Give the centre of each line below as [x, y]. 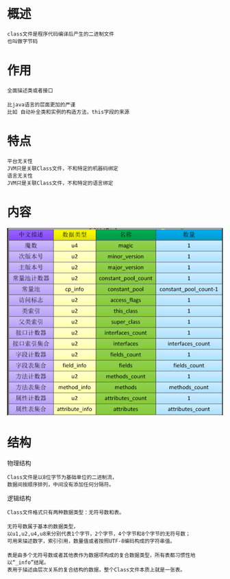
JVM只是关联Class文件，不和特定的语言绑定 [60, 183]
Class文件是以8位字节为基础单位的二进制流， [62, 477]
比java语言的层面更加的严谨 [41, 104]
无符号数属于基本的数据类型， [43, 526]
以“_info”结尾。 [28, 563]
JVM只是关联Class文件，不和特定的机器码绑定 [63, 169]
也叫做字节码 [23, 41]
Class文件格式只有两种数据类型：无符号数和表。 [66, 512]
